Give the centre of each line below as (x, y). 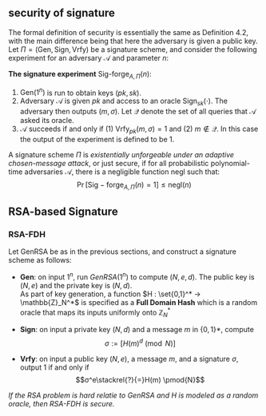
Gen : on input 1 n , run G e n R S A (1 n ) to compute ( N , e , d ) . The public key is (137, 276)
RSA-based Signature (63, 212)
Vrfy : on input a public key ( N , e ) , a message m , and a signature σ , (129, 359)
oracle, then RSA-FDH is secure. (62, 404)
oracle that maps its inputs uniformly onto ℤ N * (95, 313)
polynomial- (230, 163)
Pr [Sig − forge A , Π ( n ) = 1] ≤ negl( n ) (134, 185)
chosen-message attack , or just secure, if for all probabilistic (109, 163)
